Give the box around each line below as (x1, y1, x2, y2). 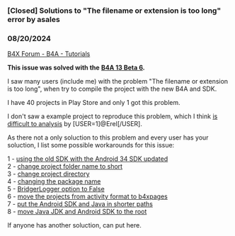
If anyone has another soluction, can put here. (7, 221, 142, 230)
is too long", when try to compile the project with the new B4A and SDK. (7, 84, 217, 94)
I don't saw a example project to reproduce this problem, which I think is (7, 112, 218, 120)
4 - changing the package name (7, 177, 101, 186)
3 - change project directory (7, 169, 90, 179)
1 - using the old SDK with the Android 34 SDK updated (7, 154, 168, 163)
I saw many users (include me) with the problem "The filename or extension (7, 77, 229, 86)
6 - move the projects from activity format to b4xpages (7, 192, 168, 201)
